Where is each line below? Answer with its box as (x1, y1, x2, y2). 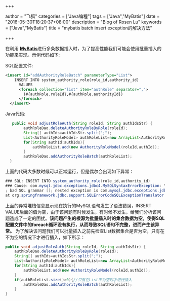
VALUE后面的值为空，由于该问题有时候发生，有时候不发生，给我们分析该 (5, 209, 157, 215)
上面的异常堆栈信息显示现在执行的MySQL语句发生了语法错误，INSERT (5, 202, 152, 208)
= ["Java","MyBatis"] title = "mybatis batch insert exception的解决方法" (5, 25, 153, 31)
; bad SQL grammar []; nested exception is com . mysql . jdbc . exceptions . (5, 188, 159, 193)
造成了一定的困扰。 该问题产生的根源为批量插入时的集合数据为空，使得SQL (9, 215, 165, 221)
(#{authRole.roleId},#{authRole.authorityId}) (23, 92, 123, 97)
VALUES (18, 82, 33, 87)
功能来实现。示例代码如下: (5, 52, 60, 58)
